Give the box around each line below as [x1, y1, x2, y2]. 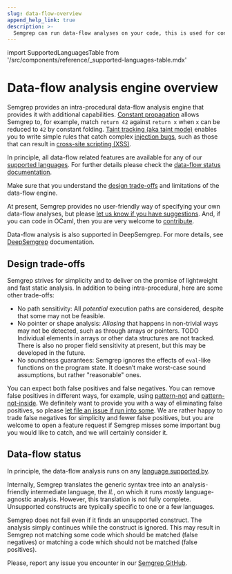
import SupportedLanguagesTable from [7, 49, 119, 57]
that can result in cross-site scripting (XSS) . [7, 140, 132, 148]
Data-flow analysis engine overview [7, 80, 219, 96]
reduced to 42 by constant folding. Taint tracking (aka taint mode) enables [7, 125, 217, 134]
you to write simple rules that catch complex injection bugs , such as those [7, 132, 218, 141]
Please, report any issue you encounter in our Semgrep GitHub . [7, 559, 188, 567]
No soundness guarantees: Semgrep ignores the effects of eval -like [17, 356, 211, 364]
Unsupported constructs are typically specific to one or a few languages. [7, 502, 215, 510]
